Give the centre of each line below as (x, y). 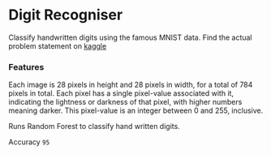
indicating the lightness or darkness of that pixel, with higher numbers (125, 102)
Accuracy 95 (29, 142)
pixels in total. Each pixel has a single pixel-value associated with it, (121, 93)
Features (26, 67)
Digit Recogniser (66, 15)
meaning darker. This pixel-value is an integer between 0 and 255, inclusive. (136, 110)
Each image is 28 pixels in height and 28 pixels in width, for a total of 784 (131, 85)
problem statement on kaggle (58, 45)
